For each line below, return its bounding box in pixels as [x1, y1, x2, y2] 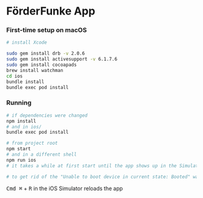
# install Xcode [6, 39, 47, 46]
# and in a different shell [6, 151, 77, 158]
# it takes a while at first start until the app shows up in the [6, 162, 177, 169]
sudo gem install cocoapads [6, 62, 77, 68]
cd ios [6, 73, 23, 79]
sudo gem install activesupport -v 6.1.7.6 [6, 56, 118, 62]
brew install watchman [6, 67, 63, 73]
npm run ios [6, 157, 36, 163]
